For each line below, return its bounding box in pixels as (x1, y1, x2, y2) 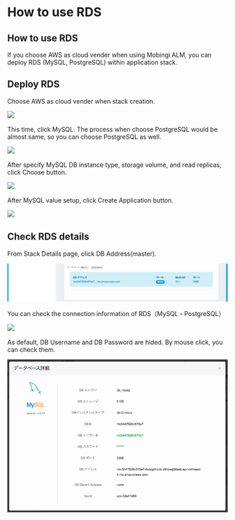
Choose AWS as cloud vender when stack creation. (7, 97, 155, 105)
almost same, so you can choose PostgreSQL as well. (7, 132, 162, 141)
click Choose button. (7, 167, 67, 176)
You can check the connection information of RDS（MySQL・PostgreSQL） (7, 310, 225, 318)
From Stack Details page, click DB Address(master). (7, 249, 157, 258)
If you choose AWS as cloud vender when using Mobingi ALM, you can (7, 50, 212, 59)
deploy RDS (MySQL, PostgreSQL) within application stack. (7, 58, 178, 67)
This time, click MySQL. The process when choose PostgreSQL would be (7, 125, 218, 133)
